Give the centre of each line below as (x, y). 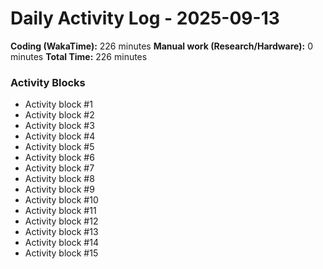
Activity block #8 (59, 179)
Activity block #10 (61, 200)
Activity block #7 (59, 168)
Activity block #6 (59, 158)
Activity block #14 (61, 243)
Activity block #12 (61, 221)
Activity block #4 (60, 136)
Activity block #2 (59, 115)
